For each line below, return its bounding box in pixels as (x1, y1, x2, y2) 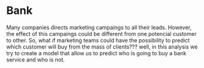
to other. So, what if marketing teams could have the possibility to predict (6, 36, 190, 44)
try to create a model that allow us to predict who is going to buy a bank (6, 49, 187, 56)
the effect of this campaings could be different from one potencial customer (6, 30, 197, 37)
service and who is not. (6, 56, 65, 63)
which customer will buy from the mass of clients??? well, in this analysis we (6, 43, 198, 50)
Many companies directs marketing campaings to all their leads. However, (6, 24, 192, 31)
